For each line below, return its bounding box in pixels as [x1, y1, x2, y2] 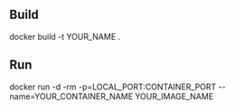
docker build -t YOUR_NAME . [9, 31, 121, 41]
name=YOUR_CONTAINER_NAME [9, 90, 134, 102]
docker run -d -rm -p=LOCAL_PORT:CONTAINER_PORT [9, 81, 217, 92]
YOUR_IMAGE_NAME [135, 90, 214, 102]
